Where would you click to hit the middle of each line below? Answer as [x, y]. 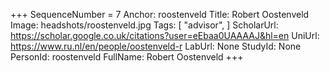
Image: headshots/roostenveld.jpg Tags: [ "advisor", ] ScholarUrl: [144, 25]
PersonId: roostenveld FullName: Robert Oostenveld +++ [127, 57]
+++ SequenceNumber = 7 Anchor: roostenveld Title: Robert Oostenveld [160, 14]
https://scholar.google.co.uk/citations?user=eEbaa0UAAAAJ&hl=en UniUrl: [165, 35]
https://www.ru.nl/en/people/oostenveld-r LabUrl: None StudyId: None [156, 46]
